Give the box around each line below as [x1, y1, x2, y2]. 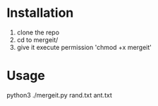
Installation [6, 5, 74, 21]
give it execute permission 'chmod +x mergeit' [16, 43, 152, 51]
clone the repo [16, 28, 60, 37]
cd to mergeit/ [16, 35, 59, 44]
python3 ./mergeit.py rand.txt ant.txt [6, 91, 112, 99]
